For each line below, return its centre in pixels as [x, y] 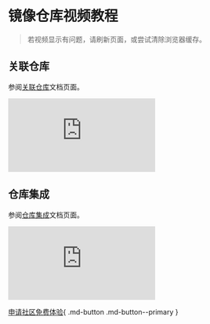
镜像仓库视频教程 [63, 16]
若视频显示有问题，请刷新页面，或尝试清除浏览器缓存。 [116, 39]
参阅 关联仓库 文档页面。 [46, 86]
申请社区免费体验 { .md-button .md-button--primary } [93, 311]
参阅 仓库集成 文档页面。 [46, 215]
